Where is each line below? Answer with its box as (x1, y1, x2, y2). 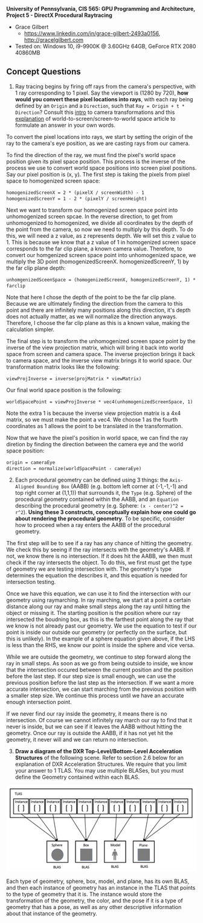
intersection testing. (6, 578, 56, 585)
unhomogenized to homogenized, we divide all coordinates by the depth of (6, 219, 193, 226)
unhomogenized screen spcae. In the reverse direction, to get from (6, 212, 173, 220)
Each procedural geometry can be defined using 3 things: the (14, 476, 169, 483)
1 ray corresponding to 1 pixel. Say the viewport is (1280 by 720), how (14, 89, 188, 96)
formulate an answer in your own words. (14, 121, 116, 129)
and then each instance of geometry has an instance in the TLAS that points (6, 884, 196, 891)
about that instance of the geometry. (6, 910, 98, 917)
